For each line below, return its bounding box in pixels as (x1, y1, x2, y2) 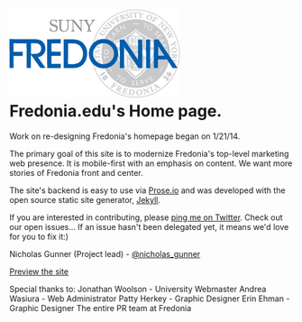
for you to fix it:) (9, 231, 69, 242)
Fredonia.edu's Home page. (9, 101, 223, 122)
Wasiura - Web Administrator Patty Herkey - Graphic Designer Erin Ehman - (9, 293, 290, 304)
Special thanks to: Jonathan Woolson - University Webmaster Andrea (9, 283, 267, 294)
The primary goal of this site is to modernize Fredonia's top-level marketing (9, 148, 289, 159)
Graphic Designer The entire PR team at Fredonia (9, 302, 192, 313)
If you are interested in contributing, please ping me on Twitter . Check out (9, 212, 283, 223)
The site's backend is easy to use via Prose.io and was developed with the (9, 185, 286, 196)
